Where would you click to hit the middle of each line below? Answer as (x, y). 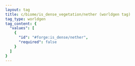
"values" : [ (22, 28)
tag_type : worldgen (25, 19)
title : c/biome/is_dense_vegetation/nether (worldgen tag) (68, 14)
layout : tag (17, 10)
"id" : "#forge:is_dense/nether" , (53, 38)
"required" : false (37, 42)
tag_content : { (21, 24)
